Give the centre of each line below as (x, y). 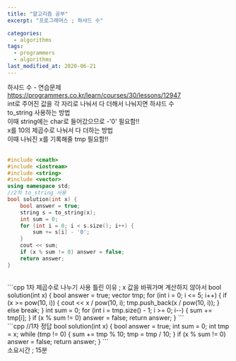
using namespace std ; (39, 186)
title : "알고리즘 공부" (38, 14)
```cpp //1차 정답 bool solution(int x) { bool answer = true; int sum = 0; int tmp (118, 326)
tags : (15, 47)
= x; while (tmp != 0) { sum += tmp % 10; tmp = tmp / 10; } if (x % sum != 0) (117, 334)
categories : (25, 33)
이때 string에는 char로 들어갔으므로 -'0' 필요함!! (73, 121)
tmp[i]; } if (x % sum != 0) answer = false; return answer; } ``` (96, 317)
